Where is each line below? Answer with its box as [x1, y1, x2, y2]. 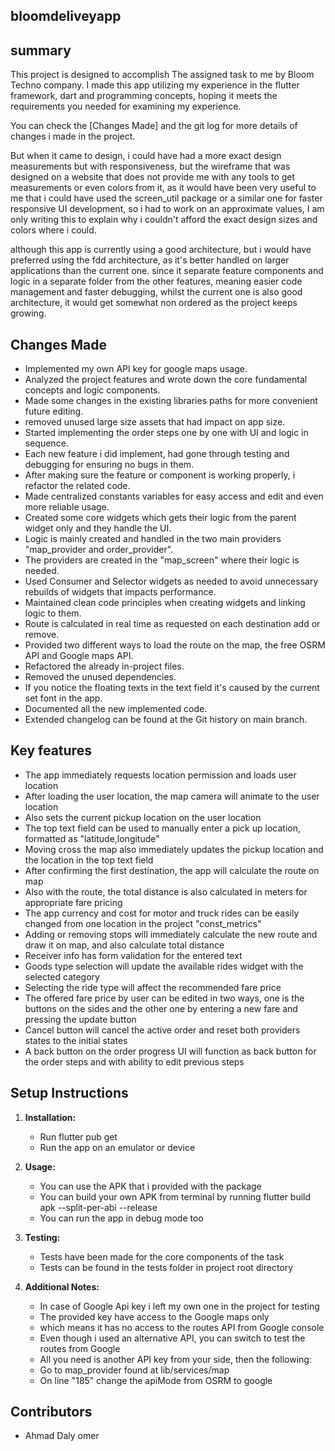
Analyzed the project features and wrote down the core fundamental [24, 374, 308, 386]
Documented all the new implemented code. [24, 703, 208, 715]
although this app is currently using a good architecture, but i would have [10, 244, 312, 256]
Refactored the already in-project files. [24, 660, 185, 673]
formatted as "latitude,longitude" [24, 832, 160, 844]
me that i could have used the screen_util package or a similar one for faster [10, 192, 323, 204]
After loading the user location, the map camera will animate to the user [24, 790, 320, 802]
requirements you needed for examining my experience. [10, 100, 242, 113]
